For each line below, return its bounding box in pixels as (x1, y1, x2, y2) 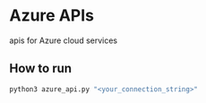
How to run (9, 61, 73, 76)
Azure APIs (9, 5, 94, 26)
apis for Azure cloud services (9, 35, 118, 46)
